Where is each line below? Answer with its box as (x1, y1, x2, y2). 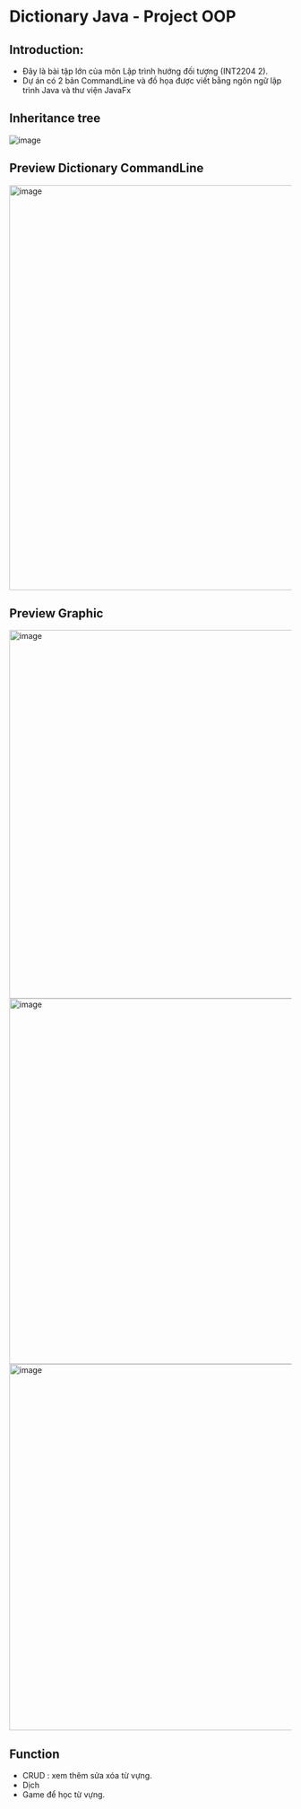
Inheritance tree (9, 110, 101, 127)
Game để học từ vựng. (21, 1789, 106, 1800)
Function (9, 1746, 60, 1761)
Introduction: (9, 42, 84, 57)
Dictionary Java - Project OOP (9, 6, 236, 27)
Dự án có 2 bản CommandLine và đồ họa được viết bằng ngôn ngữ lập (21, 75, 282, 86)
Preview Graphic (9, 606, 104, 621)
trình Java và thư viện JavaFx (21, 85, 132, 95)
